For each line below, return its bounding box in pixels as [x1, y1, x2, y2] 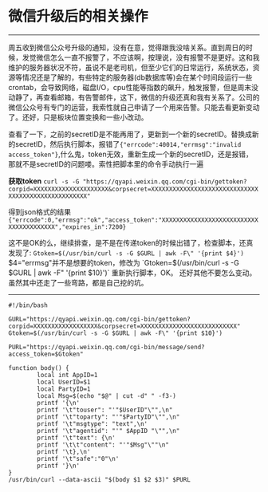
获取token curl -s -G [8, 176, 80, 186]
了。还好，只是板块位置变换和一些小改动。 [8, 112, 148, 122]
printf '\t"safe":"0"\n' [37, 455, 120, 462]
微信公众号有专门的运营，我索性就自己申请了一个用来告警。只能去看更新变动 [8, 102, 260, 112]
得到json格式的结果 [8, 207, 72, 216]
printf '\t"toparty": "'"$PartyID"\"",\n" [37, 412, 180, 421]
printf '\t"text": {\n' [37, 434, 116, 442]
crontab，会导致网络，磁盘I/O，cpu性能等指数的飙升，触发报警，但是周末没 [8, 82, 259, 92]
